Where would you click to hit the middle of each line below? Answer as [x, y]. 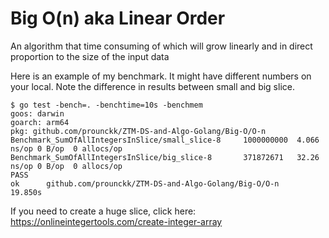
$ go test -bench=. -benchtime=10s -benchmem [106, 105]
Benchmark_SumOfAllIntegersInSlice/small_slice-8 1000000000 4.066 [165, 140]
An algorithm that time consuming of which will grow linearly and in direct [161, 46]
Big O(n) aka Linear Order [118, 18]
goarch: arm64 [40, 122]
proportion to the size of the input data [90, 56]
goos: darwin [37, 113]
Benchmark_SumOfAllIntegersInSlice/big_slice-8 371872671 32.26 [165, 157]
